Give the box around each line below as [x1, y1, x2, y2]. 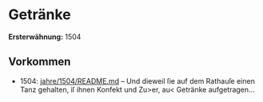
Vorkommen [8, 55, 71, 69]
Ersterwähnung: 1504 [8, 32, 82, 41]
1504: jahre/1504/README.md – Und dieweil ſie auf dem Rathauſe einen [19, 76, 256, 85]
